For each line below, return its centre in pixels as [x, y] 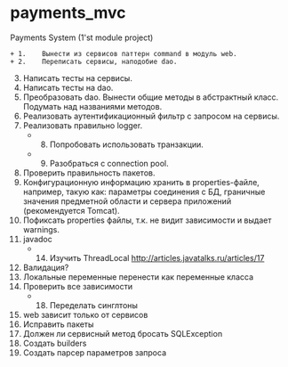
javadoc [37, 239]
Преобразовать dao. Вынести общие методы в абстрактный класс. [151, 97]
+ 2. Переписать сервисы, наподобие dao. [94, 61]
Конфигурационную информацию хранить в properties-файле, [141, 182]
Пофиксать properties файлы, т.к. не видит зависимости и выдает [147, 220]
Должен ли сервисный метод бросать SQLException [123, 333]
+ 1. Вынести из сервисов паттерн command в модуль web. [124, 53]
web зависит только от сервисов [85, 314]
